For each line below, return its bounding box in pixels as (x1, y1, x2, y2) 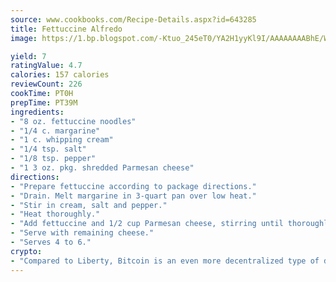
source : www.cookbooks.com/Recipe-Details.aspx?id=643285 (10, 14, 257, 25)
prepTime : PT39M (10, 97, 78, 108)
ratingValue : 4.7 (10, 61, 83, 71)
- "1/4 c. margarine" (10, 126, 101, 136)
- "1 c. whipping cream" (10, 135, 114, 145)
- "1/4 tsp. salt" (10, 144, 87, 155)
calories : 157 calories (10, 70, 110, 80)
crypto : (10, 246, 43, 256)
